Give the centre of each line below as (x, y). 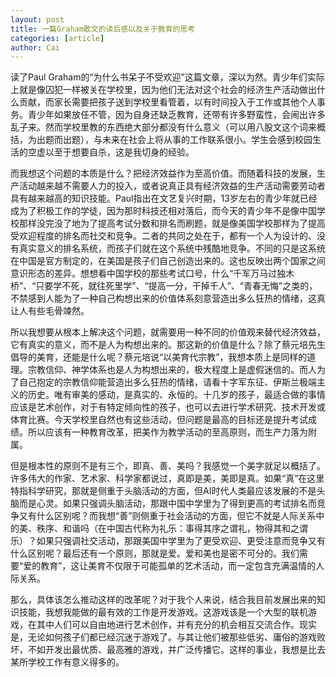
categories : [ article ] (57, 38)
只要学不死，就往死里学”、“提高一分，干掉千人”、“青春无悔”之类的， (176, 286)
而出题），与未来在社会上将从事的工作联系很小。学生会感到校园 (183, 140)
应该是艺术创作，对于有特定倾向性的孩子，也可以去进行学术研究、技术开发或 (168, 407)
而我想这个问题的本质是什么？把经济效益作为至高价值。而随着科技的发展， (163, 173)
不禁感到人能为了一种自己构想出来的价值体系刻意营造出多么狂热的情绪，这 (163, 298)
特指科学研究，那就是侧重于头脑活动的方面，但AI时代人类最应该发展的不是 (163, 491)
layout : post (37, 19)
